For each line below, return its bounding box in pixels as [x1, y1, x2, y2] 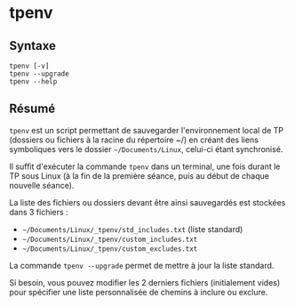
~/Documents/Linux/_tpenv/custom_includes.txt [21, 235, 198, 244]
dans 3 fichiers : [9, 206, 68, 217]
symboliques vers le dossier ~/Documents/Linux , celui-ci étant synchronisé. [9, 143, 283, 154]
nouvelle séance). [9, 180, 75, 190]
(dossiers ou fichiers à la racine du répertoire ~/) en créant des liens [9, 134, 259, 145]
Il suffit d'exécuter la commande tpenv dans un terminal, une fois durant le [9, 161, 281, 172]
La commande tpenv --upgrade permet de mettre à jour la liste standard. [9, 260, 275, 270]
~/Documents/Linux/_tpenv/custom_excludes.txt [21, 244, 198, 254]
